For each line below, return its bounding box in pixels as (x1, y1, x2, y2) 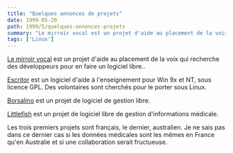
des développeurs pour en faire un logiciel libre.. (7, 62, 146, 71)
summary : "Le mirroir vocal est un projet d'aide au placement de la (7, 29, 213, 37)
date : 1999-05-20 (7, 17, 58, 24)
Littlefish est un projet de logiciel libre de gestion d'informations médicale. (7, 110, 219, 118)
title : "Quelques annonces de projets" (7, 10, 123, 17)
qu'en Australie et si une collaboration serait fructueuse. (7, 138, 168, 146)
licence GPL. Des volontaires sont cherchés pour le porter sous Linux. (7, 83, 207, 91)
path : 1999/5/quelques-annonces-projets (7, 23, 126, 30)
